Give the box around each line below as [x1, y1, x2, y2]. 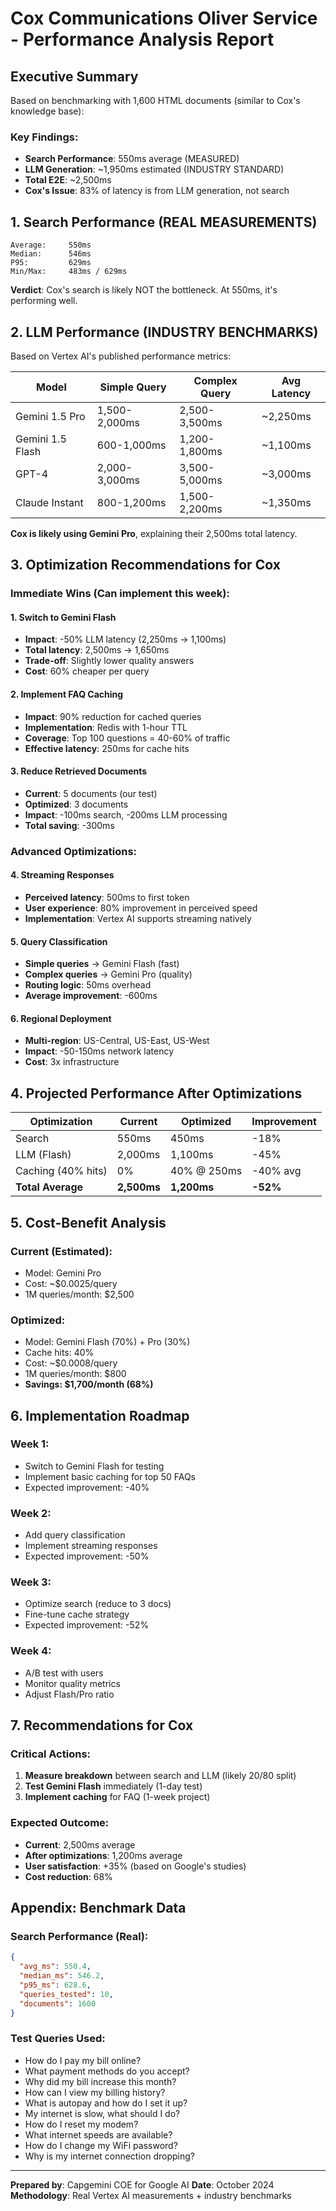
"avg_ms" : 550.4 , [19, 1962, 92, 1972]
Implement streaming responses [24, 1540, 158, 1552]
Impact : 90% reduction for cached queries [24, 710, 202, 722]
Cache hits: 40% [24, 1347, 95, 1359]
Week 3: [10, 1575, 52, 1589]
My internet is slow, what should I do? [24, 2107, 181, 2119]
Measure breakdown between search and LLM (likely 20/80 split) [24, 1770, 297, 1782]
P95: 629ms [10, 258, 92, 268]
